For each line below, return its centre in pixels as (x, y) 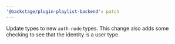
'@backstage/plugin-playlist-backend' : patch (63, 11)
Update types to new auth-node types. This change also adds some (87, 28)
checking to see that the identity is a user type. (63, 34)
